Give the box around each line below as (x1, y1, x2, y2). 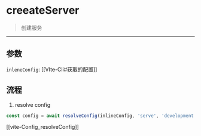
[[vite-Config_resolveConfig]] (6, 123, 79, 131)
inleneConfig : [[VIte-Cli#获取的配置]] (6, 66, 98, 73)
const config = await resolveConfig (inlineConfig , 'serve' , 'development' (6, 113, 197, 119)
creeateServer (6, 4, 80, 17)
